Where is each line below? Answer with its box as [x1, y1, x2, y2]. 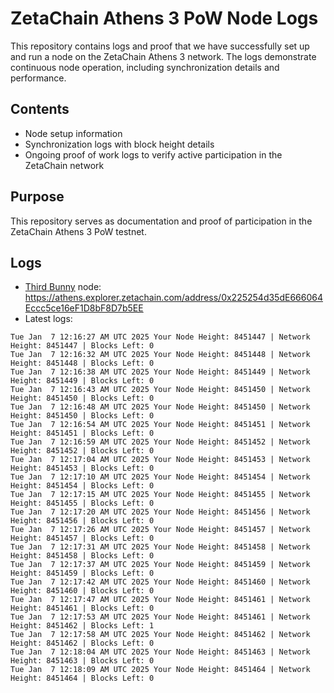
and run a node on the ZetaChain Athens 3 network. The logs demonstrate [10, 50, 317, 62]
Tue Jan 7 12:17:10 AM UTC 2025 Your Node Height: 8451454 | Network [10, 472, 311, 482]
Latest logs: [24, 313, 73, 325]
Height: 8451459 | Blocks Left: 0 [10, 568, 155, 579]
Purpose [10, 188, 65, 206]
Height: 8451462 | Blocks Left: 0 [10, 638, 155, 649]
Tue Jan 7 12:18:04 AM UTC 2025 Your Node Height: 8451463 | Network [10, 647, 311, 657]
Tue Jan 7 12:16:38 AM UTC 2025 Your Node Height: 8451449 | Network [10, 367, 311, 377]
